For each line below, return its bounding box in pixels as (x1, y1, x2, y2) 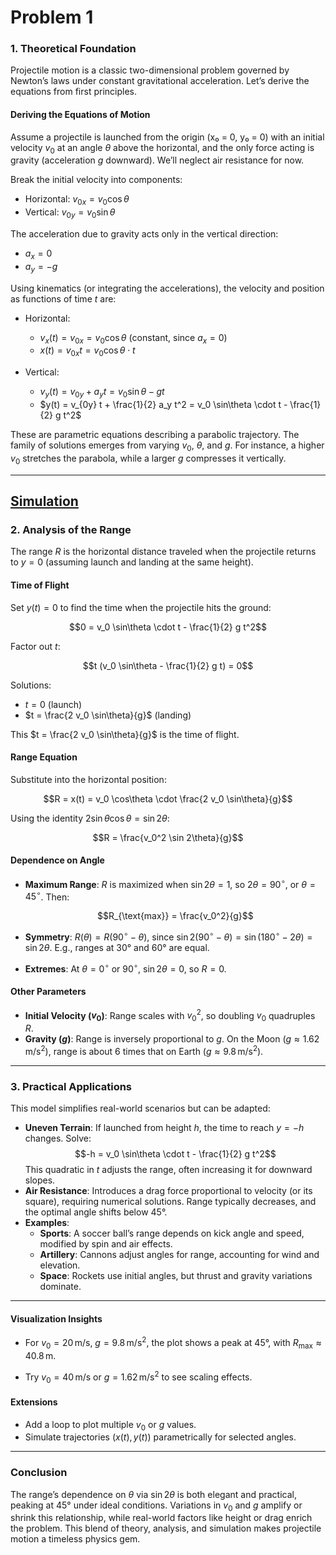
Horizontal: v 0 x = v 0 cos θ (24, 193, 130, 208)
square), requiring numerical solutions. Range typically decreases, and (24, 1196, 317, 1208)
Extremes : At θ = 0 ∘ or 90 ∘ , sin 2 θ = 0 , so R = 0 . (24, 961, 227, 975)
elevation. (39, 1259, 81, 1271)
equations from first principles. (10, 86, 137, 98)
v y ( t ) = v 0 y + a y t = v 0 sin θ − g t (39, 386, 165, 400)
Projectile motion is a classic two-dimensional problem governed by (10, 64, 290, 76)
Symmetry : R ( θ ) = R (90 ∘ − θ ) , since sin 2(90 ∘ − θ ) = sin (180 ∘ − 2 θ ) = (24, 929, 313, 943)
